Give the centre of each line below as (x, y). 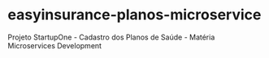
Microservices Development (55, 45)
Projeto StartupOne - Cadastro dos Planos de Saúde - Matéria (111, 37)
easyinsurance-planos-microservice (134, 15)
